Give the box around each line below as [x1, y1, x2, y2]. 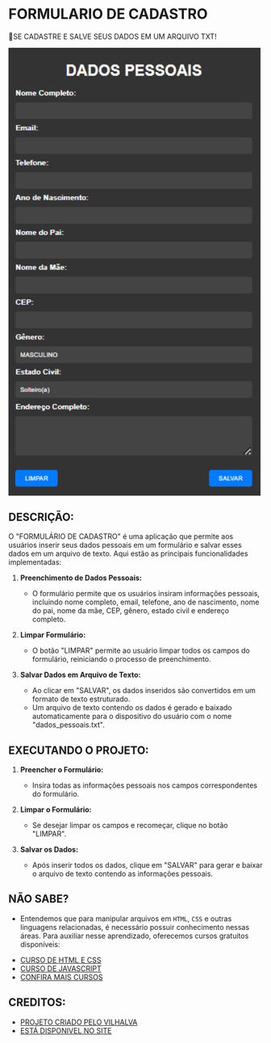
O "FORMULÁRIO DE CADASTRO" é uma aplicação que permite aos [8, 532, 234, 541]
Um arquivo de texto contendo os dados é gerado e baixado [31, 703, 232, 713]
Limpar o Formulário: [19, 805, 92, 814]
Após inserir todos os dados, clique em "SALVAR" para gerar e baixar [31, 860, 263, 869]
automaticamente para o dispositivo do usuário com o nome [31, 712, 232, 721]
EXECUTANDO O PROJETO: [8, 743, 149, 757]
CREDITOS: [8, 995, 66, 1010]
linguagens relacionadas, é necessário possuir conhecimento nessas [19, 922, 250, 932]
